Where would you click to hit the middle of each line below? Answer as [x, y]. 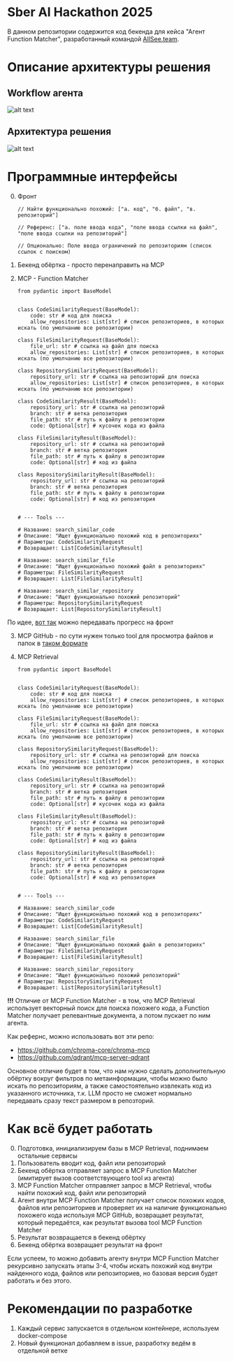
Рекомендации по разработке [100, 1309]
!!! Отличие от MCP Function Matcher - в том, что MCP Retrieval [101, 1000]
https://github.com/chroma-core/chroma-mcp [83, 1050]
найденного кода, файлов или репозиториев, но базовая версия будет [112, 1273]
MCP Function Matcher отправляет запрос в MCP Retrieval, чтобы [114, 1185]
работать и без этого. [39, 1281]
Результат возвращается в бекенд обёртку [81, 1237]
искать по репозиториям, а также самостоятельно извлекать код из [109, 1086]
